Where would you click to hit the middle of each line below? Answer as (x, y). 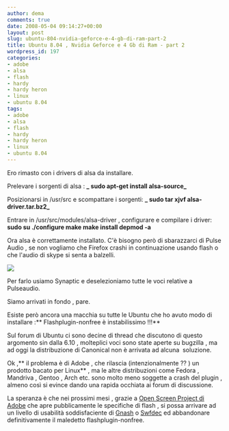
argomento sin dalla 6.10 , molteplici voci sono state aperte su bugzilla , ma (112, 342)
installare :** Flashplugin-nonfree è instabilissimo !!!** (84, 322)
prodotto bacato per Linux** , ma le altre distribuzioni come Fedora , (103, 370)
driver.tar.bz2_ (28, 207)
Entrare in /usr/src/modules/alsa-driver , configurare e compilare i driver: (110, 220)
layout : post (26, 32)
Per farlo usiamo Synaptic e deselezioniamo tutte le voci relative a (100, 280)
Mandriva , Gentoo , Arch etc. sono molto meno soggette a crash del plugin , (114, 378)
